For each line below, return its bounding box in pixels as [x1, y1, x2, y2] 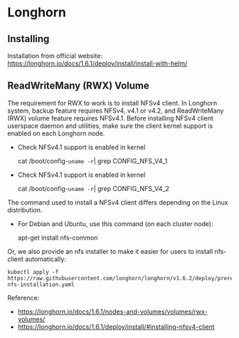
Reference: [7, 293, 40, 302]
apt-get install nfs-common [17, 233, 98, 242]
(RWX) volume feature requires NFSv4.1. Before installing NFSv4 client [7, 113, 213, 122]
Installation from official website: [7, 51, 103, 60]
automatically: [24, 255, 66, 263]
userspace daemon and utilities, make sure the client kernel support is [7, 121, 213, 130]
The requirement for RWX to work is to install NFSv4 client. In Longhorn [7, 98, 218, 107]
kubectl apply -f [7, 268, 59, 275]
